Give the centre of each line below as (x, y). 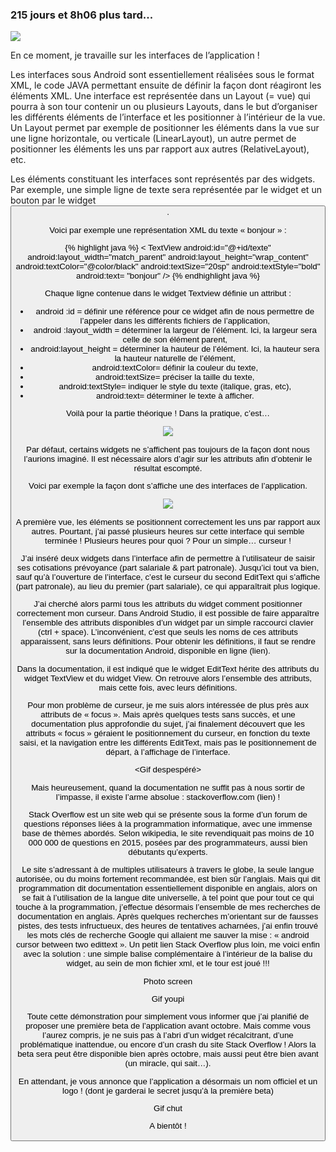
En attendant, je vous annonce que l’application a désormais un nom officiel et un (168, 1081)
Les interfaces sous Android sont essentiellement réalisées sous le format (162, 75)
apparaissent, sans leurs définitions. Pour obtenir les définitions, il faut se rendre (168, 641)
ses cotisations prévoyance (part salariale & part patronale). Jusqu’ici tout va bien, (168, 567)
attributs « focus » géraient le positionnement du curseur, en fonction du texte (168, 733)
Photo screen (168, 981)
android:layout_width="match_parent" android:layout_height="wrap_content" (168, 256)
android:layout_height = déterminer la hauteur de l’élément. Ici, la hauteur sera (175, 348)
